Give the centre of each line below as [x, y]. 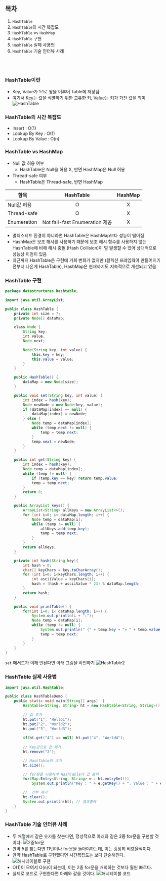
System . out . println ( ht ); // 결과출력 [60, 802]
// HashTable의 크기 [42, 760]
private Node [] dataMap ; [40, 318]
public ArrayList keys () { [42, 506]
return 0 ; [33, 492]
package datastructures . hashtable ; [42, 291]
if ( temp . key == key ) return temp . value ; [75, 478]
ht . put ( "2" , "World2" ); [47, 724]
